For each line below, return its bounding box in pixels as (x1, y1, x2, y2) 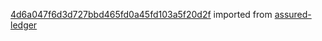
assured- (274, 9, 312, 20)
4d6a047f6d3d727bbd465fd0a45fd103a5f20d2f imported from (10, 9, 273, 20)
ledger (10, 19, 38, 31)
